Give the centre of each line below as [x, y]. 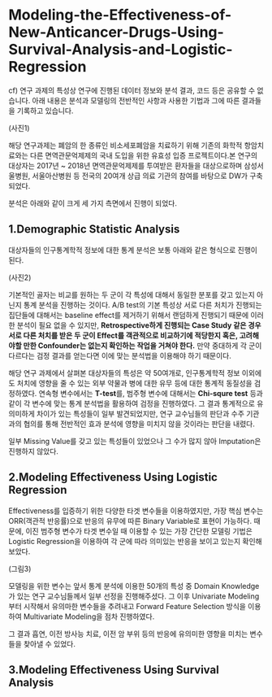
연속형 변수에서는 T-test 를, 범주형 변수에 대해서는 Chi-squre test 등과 [151, 393]
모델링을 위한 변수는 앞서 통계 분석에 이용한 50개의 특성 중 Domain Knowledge [134, 586]
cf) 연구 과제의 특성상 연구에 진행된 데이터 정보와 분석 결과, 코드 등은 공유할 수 [132, 90]
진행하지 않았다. [34, 451]
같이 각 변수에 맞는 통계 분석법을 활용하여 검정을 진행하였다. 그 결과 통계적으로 [132, 403]
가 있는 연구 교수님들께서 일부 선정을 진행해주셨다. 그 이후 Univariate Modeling [134, 596]
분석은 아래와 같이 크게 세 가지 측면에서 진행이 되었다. [93, 203]
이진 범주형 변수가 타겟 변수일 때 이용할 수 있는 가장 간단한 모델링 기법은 [139, 531]
